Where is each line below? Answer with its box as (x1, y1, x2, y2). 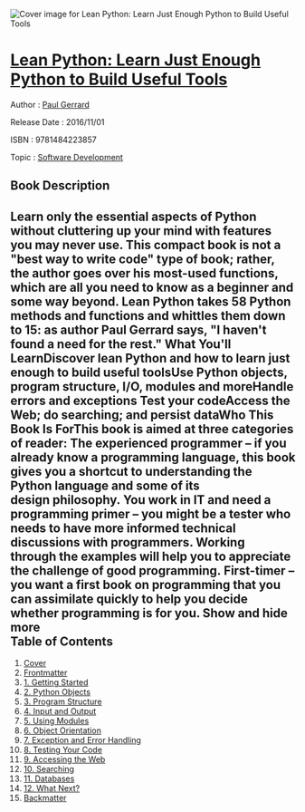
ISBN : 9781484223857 (10, 134, 98, 145)
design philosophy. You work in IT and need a (10, 492, 272, 507)
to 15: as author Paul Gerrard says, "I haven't (10, 322, 267, 337)
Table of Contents (10, 633, 114, 649)
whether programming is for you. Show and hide (10, 605, 289, 621)
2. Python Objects (23, 687, 91, 698)
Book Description (10, 178, 110, 194)
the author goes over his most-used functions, (10, 266, 279, 281)
